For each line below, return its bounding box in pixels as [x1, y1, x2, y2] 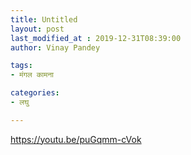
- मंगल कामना [10, 70, 54, 80]
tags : [10, 61, 33, 71]
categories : [10, 88, 60, 98]
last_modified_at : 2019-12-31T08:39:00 [10, 33, 182, 43]
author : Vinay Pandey [10, 42, 101, 53]
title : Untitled [10, 14, 78, 25]
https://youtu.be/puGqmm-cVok [10, 133, 142, 145]
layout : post [10, 24, 65, 34]
